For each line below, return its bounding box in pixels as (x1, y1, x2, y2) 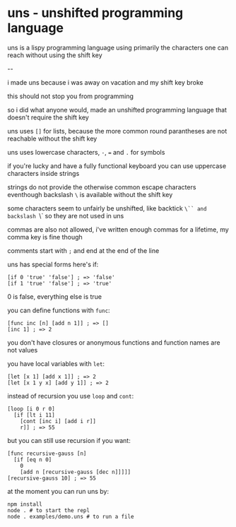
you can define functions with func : (7, 306, 111, 314)
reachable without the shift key (7, 134, 98, 143)
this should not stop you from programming (7, 92, 134, 100)
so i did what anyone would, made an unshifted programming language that (7, 105, 228, 114)
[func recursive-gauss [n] (7, 450, 87, 457)
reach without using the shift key (7, 51, 102, 59)
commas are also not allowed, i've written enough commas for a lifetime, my (7, 225, 230, 234)
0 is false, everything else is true (7, 292, 102, 301)
